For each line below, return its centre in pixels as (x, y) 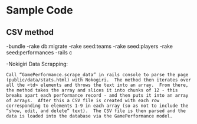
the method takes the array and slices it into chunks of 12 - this (92, 90)
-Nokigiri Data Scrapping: (37, 64)
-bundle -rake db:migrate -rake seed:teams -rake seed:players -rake (89, 46)
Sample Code (40, 10)
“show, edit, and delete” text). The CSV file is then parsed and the (96, 111)
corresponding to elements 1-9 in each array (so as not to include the (97, 106)
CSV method (30, 32)
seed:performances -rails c (39, 53)
